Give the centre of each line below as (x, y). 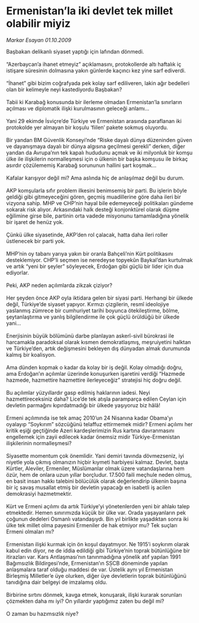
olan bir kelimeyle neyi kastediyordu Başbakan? (64, 89)
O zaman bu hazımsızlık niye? (42, 613)
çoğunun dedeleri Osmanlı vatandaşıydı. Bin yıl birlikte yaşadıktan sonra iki (97, 519)
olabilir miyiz (39, 23)
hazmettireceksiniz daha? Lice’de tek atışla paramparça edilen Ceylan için (96, 399)
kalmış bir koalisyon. (31, 354)
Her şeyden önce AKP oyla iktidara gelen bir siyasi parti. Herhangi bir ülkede (99, 298)
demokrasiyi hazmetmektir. (39, 493)
